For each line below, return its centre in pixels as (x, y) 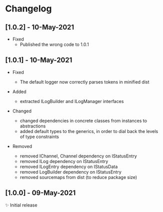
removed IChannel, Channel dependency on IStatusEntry (78, 156)
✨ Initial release (21, 205)
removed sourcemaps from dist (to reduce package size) (78, 177)
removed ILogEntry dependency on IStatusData (69, 166)
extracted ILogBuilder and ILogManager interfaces (72, 101)
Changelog (28, 9)
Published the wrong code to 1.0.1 (54, 44)
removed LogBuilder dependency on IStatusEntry (70, 172)
